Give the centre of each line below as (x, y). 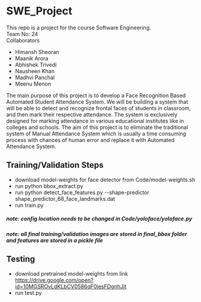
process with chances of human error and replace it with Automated (91, 140)
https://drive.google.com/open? (54, 280)
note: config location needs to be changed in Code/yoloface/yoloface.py (99, 219)
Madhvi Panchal (35, 77)
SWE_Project (39, 11)
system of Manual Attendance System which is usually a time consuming (96, 134)
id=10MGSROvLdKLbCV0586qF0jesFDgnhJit (70, 286)
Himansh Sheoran (37, 52)
